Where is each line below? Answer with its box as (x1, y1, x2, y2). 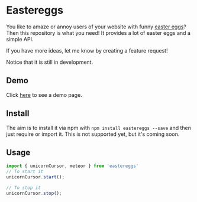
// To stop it (6, 185, 41, 191)
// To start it (6, 169, 44, 175)
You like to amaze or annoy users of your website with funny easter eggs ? (6, 23, 186, 30)
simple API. (6, 35, 34, 43)
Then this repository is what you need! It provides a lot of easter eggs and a (6, 29, 191, 36)
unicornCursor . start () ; (6, 174, 65, 180)
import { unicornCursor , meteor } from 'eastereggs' (6, 163, 139, 169)
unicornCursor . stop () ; (6, 190, 62, 196)
